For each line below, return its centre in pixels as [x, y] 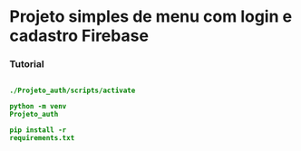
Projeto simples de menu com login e [151, 17]
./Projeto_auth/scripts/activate [73, 91]
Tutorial [27, 64]
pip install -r [38, 130]
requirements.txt [42, 138]
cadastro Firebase [79, 36]
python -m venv [38, 107]
